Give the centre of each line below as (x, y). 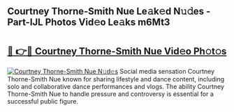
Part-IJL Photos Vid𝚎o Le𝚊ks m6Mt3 (89, 23)
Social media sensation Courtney (167, 71)
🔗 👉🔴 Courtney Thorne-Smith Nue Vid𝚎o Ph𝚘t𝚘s (117, 51)
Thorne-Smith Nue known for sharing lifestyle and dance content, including (116, 79)
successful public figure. (43, 101)
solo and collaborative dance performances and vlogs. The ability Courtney (116, 87)
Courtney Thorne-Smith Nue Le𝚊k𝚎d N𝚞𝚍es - (109, 11)
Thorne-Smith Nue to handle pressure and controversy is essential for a (111, 94)
